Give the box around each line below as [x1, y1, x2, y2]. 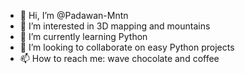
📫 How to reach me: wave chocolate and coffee [19, 53, 220, 64]
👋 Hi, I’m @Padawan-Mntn [19, 10, 129, 21]
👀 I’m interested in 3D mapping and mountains [19, 20, 211, 32]
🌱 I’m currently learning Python [19, 31, 148, 42]
